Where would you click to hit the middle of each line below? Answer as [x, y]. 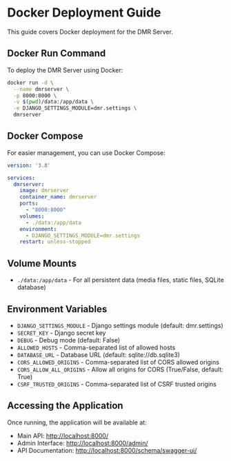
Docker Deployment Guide [84, 13]
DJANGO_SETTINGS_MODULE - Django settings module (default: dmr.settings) [120, 325]
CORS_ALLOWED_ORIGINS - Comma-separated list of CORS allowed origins [118, 362]
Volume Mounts [42, 263]
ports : [29, 204]
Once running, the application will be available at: [77, 422]
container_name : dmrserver [58, 197]
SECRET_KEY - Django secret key [61, 333]
